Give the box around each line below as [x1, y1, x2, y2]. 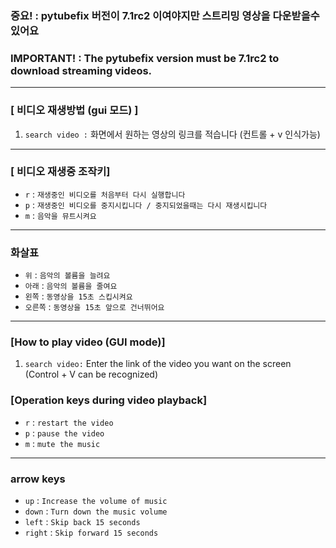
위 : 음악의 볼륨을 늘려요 [24, 269, 111, 281]
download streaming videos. [10, 63, 153, 77]
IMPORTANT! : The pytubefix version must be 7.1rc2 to [10, 51, 280, 65]
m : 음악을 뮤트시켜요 [24, 209, 97, 221]
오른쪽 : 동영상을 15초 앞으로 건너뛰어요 [24, 301, 165, 313]
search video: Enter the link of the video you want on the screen [24, 358, 292, 370]
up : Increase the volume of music [24, 495, 168, 506]
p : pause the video [24, 427, 105, 439]
